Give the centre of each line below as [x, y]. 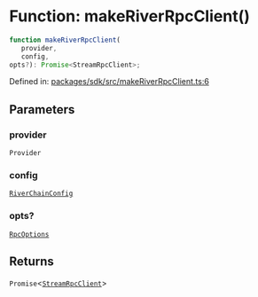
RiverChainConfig [41, 194]
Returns [32, 262]
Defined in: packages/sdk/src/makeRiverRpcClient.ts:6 [109, 82]
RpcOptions [29, 234]
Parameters [42, 109]
